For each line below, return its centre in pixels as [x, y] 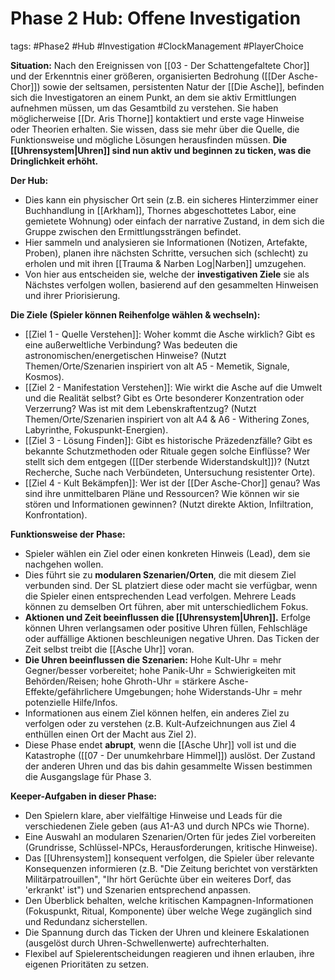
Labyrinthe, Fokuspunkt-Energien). [96, 429]
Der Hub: [29, 180]
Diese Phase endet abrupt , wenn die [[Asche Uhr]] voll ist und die [160, 744]
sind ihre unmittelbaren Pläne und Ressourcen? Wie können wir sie [162, 493]
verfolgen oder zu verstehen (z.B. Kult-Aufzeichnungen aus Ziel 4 [160, 723]
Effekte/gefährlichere [68, 691]
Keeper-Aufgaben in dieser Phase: [83, 796]
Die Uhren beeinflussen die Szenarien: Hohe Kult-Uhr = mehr [153, 659]
